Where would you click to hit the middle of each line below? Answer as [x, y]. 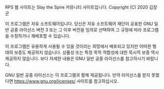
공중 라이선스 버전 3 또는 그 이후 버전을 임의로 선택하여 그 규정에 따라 [76, 30]
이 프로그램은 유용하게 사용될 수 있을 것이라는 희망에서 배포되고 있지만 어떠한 [78, 46]
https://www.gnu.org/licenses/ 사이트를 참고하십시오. [66, 81]
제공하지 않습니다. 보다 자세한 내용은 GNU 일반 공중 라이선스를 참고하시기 [75, 58]
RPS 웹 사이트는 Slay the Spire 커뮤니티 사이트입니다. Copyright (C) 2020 [77, 7]
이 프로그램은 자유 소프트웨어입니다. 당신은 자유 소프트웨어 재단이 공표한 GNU [79, 24]
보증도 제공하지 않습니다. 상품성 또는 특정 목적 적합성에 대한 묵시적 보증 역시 [86, 52]
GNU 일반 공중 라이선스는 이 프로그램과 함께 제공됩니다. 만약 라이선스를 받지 [78, 75]
